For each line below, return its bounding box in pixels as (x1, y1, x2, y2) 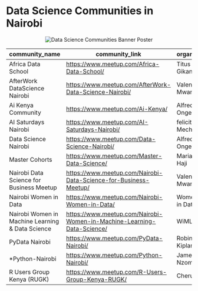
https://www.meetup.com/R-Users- (65, 267, 167, 276)
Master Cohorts (9, 155, 52, 163)
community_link (95, 50, 141, 58)
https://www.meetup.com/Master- (65, 152, 163, 160)
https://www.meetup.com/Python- (65, 251, 163, 259)
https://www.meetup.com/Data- (65, 135, 156, 143)
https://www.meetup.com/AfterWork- (65, 81, 171, 89)
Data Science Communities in (6, 4, 154, 18)
